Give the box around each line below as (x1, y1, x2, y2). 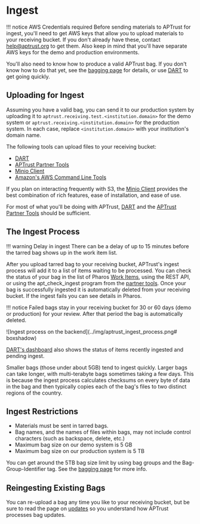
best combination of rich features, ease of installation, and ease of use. (6, 192, 181, 199)
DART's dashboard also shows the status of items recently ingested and (6, 346, 184, 353)
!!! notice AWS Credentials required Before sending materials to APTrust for (6, 23, 191, 30)
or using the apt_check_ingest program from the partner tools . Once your (6, 279, 186, 286)
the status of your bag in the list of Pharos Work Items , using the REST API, (6, 273, 191, 281)
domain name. (6, 131, 42, 138)
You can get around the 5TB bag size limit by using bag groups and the (6, 459, 181, 466)
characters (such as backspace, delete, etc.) (14, 435, 125, 442)
